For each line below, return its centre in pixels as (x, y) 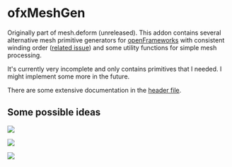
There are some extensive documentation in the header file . (94, 90)
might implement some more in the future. (69, 76)
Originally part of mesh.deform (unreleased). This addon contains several (114, 33)
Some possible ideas (54, 112)
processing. (25, 55)
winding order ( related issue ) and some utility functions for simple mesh (112, 47)
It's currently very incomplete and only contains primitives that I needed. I (115, 69)
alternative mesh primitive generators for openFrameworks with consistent (116, 40)
